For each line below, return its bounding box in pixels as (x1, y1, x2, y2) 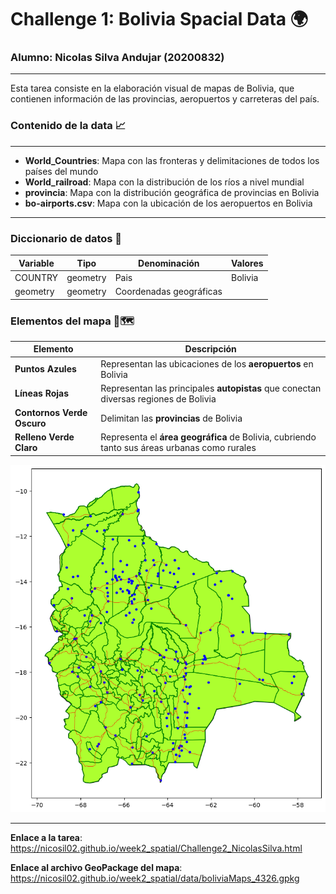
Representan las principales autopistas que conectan (100, 382, 322, 394)
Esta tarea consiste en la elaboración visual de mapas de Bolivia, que (10, 82, 295, 95)
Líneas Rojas (14, 387, 70, 400)
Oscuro (14, 417, 47, 430)
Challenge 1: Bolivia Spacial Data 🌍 (10, 8, 308, 31)
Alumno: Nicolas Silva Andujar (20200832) (10, 51, 225, 65)
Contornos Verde (14, 407, 88, 419)
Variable (18, 257, 55, 269)
